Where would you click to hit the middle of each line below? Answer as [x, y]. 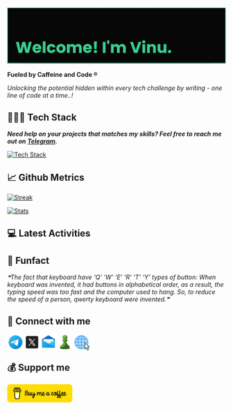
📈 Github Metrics [46, 177]
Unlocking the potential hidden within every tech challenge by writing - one [115, 88]
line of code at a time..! [40, 96]
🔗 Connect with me [49, 321]
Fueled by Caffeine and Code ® [53, 75]
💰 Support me [39, 368]
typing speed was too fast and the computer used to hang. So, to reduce [112, 292]
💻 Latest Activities [49, 234]
